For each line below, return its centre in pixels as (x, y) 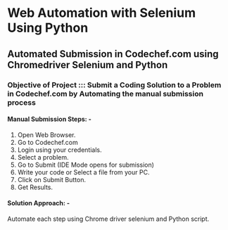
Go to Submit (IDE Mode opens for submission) (86, 165)
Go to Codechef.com (48, 142)
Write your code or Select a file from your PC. (83, 172)
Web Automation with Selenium (102, 13)
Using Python (48, 28)
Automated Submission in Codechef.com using (113, 54)
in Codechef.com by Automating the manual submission (106, 94)
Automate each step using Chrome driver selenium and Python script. (108, 219)
